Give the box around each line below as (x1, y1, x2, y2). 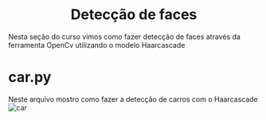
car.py (8, 68, 52, 87)
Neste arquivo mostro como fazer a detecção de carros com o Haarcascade (8, 94, 259, 104)
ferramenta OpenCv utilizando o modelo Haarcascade (8, 40, 186, 49)
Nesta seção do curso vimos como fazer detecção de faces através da (8, 32, 241, 41)
